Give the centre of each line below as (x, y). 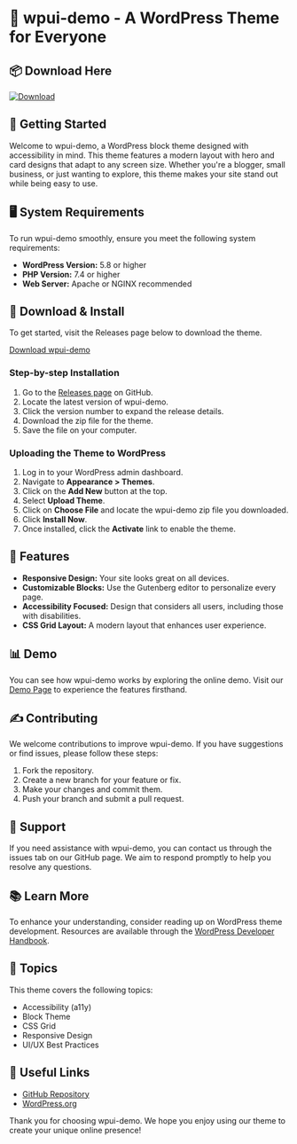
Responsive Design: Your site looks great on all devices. (125, 578)
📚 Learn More (49, 896)
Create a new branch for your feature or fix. (102, 780)
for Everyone (58, 37)
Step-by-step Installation (64, 373)
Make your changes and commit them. (92, 789)
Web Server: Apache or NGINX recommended (107, 284)
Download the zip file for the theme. (87, 420)
